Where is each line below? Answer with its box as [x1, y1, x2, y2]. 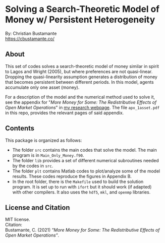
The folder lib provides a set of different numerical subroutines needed [12, 157, 159, 163]
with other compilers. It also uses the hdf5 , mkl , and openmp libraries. [12, 189, 151, 195]
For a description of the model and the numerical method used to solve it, [5, 94, 155, 100]
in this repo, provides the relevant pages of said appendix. [5, 110, 124, 116]
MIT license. [5, 217, 31, 223]
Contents [5, 124, 35, 132]
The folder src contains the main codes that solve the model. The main [12, 147, 157, 153]
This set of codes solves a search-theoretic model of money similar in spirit [5, 63, 160, 69]
